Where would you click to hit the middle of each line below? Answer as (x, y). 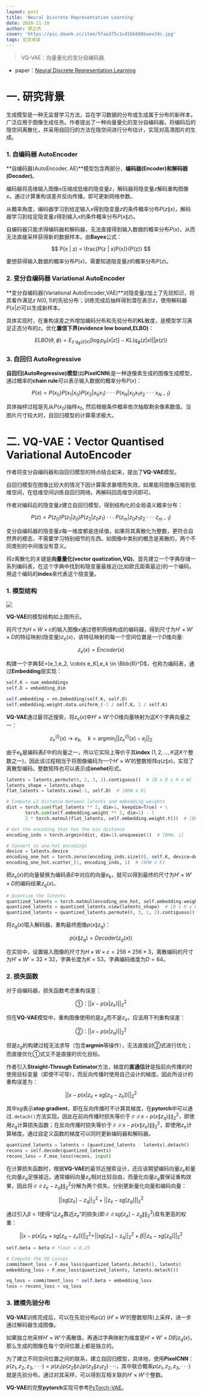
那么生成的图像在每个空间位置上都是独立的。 (62, 1346)
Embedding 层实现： (37, 671)
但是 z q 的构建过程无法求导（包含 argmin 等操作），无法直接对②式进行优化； (99, 1046)
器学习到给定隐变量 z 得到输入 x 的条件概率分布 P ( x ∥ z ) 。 (72, 216)
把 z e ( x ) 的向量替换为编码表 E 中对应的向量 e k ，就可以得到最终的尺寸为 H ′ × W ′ (99, 875)
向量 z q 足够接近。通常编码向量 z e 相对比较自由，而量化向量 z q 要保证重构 (99, 1178)
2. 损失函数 (22, 976)
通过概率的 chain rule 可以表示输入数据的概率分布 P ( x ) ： (74, 381)
